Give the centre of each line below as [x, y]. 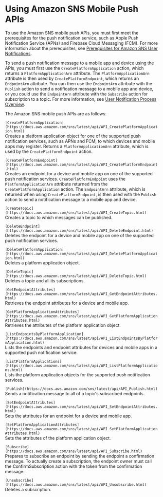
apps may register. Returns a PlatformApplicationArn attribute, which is [77, 146]
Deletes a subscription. [28, 489]
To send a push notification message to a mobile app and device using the [80, 63]
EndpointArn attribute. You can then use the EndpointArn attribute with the [79, 83]
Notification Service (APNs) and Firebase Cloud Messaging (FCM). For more [81, 43]
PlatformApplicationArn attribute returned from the [56, 184]
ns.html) [14, 370]
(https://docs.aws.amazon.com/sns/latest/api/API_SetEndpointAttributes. [81, 407]
